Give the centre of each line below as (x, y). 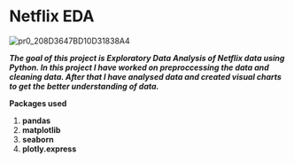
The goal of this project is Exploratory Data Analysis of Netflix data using (147, 58)
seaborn (38, 139)
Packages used (38, 103)
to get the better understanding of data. (84, 86)
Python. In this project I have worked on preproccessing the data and (139, 67)
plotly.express (49, 149)
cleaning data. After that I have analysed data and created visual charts (145, 76)
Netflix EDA (52, 16)
